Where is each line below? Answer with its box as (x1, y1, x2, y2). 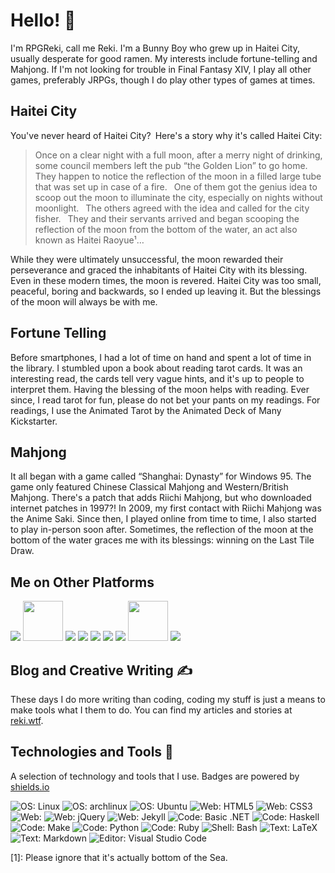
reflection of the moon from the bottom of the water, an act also (34, 223, 298, 235)
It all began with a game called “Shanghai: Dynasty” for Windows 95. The (10, 470, 312, 483)
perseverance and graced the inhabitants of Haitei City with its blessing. (10, 264, 308, 276)
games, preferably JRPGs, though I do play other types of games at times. (10, 74, 316, 86)
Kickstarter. (10, 415, 58, 427)
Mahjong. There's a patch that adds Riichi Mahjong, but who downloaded (10, 492, 312, 504)
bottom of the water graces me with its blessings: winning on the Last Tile (10, 534, 315, 546)
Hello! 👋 (10, 9, 77, 32)
